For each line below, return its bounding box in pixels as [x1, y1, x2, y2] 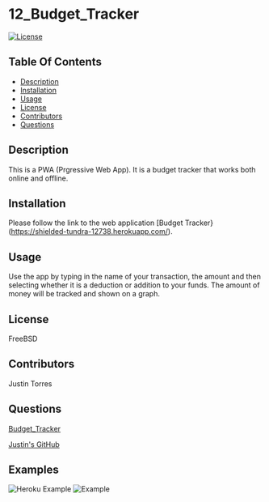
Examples [8, 463, 59, 477]
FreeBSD [8, 334, 38, 343]
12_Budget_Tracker [8, 5, 140, 23]
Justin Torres [8, 378, 53, 389]
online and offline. [8, 173, 69, 183]
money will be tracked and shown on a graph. [8, 289, 160, 299]
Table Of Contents [8, 55, 103, 69]
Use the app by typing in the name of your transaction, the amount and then [8, 272, 261, 282]
